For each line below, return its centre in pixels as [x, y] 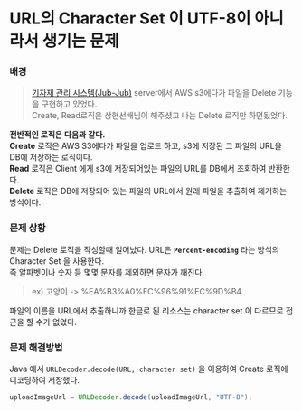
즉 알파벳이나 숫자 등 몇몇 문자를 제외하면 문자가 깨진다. [107, 272]
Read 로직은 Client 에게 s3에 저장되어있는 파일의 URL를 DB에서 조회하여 [138, 169]
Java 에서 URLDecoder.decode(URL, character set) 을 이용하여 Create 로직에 [149, 369]
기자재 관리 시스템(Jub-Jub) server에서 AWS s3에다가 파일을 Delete [154, 93]
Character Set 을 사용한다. [57, 261]
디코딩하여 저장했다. [44, 380]
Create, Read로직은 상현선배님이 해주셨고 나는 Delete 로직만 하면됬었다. [159, 116]
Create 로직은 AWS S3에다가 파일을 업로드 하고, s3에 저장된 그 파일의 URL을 [146, 146]
